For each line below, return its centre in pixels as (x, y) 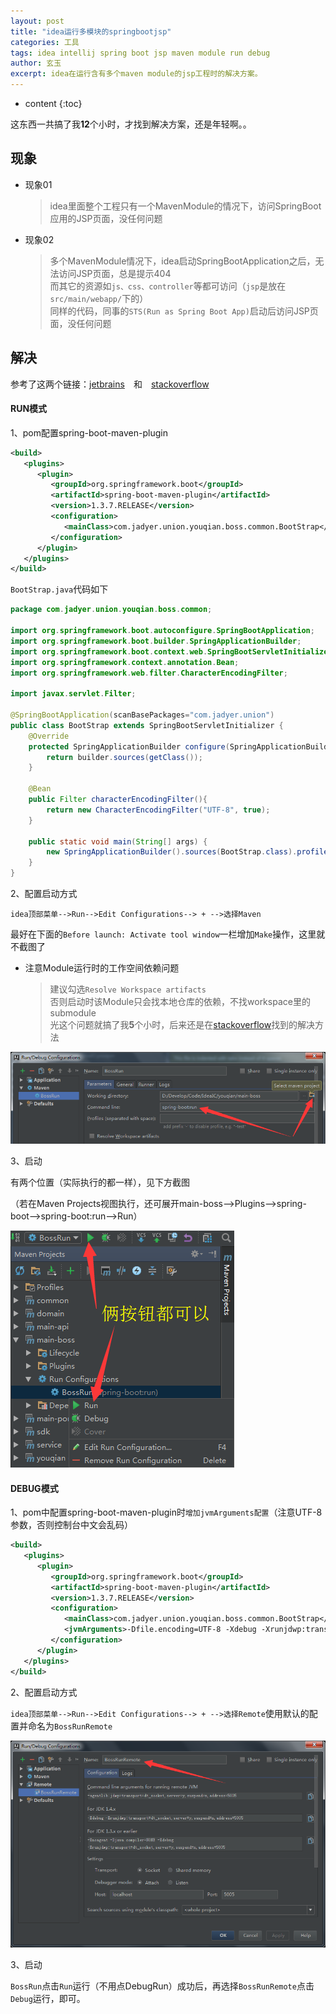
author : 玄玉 (36, 63)
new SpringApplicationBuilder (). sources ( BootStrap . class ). (172, 852)
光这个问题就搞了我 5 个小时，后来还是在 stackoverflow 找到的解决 (182, 1025)
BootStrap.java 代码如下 (59, 589)
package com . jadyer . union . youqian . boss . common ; (111, 610)
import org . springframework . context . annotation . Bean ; (125, 662)
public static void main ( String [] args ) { (118, 841)
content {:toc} (53, 103)
